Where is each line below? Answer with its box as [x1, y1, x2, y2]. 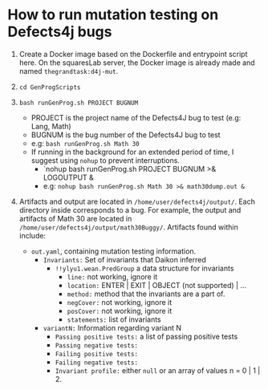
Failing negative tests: [55, 359, 138, 367]
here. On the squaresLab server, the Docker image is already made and [18, 58, 255, 67]
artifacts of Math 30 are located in [18, 213, 132, 223]
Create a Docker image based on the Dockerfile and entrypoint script [18, 49, 248, 59]
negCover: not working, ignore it [67, 297, 173, 307]
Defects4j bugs [7, 22, 112, 41]
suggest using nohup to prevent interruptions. [30, 155, 180, 165]
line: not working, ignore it [67, 271, 158, 282]
